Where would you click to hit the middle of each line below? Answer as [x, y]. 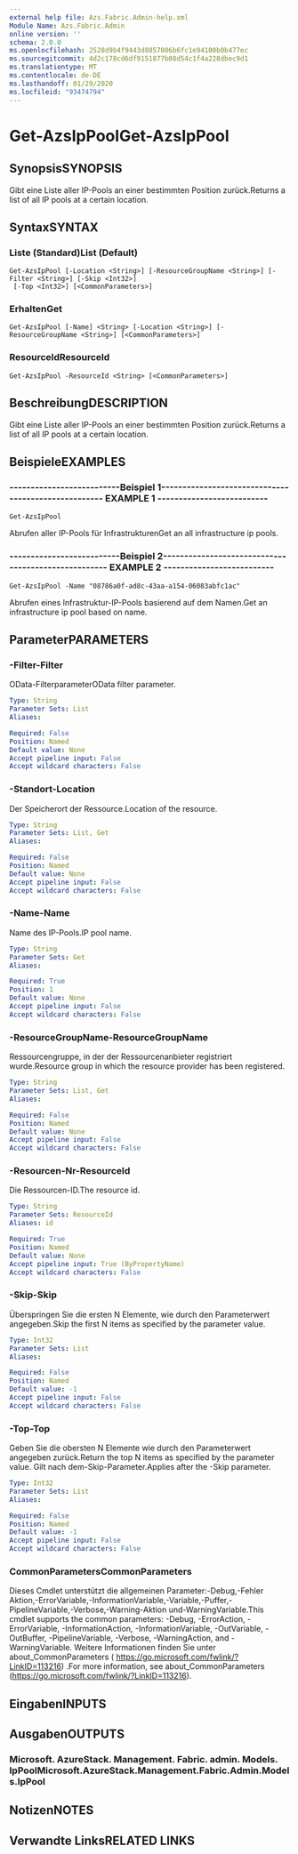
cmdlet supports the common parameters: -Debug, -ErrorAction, [128, 1619]
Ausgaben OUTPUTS [67, 1734]
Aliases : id [31, 1224]
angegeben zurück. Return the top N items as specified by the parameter [142, 1457]
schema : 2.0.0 [36, 42]
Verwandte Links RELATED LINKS [102, 1840]
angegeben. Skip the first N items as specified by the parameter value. [137, 1324]
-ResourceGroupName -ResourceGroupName [109, 1037]
